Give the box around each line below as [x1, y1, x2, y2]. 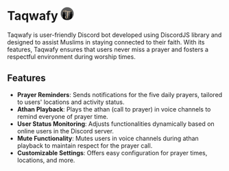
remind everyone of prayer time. [16, 112, 108, 120]
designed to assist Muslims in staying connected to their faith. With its [7, 38, 205, 46]
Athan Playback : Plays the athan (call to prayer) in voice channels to [16, 105, 211, 113]
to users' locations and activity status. [16, 98, 125, 106]
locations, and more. [16, 156, 75, 164]
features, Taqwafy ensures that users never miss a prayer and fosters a [7, 45, 209, 53]
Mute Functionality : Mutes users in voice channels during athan [16, 134, 199, 142]
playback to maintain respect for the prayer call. [16, 141, 153, 150]
